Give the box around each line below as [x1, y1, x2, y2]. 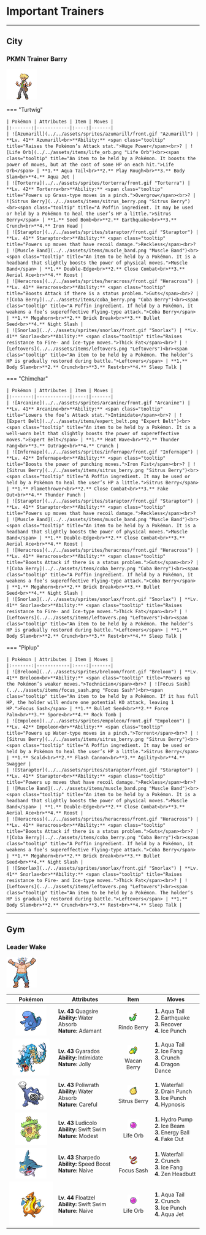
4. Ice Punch [154, 1027, 187, 1034]
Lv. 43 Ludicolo [58, 1119, 97, 1126]
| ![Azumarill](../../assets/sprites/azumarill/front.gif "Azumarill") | [6, 131, 199, 137]
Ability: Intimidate [58, 1054, 103, 1061]
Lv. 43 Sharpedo [58, 1154, 101, 1161]
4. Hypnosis [154, 1101, 185, 1109]
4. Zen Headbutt [154, 1170, 196, 1177]
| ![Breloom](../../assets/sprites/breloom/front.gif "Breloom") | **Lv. [6, 668, 199, 675]
